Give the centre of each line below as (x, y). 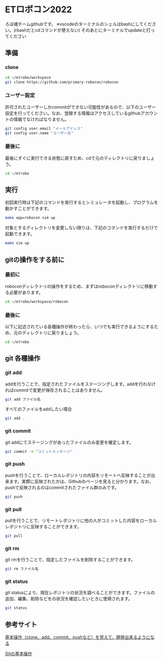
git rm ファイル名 (22, 569)
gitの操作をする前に (35, 260)
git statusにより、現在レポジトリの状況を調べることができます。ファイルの (80, 593)
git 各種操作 (23, 358)
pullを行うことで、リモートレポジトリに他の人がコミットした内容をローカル (81, 520)
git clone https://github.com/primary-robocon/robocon (62, 82)
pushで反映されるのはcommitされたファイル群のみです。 (62, 487)
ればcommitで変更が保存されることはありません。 (55, 390)
